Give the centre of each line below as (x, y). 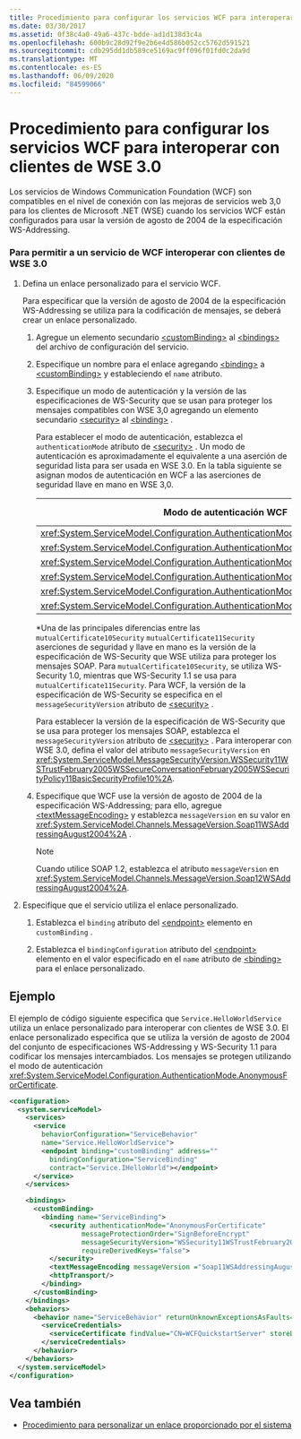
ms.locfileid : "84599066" (57, 84)
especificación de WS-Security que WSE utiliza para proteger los (156, 656)
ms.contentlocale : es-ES (56, 68)
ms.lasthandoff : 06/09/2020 (62, 76)
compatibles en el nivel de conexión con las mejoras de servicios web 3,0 (145, 201)
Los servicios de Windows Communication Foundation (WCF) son (131, 191)
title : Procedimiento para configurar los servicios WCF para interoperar (152, 17)
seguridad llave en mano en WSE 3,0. (105, 484)
